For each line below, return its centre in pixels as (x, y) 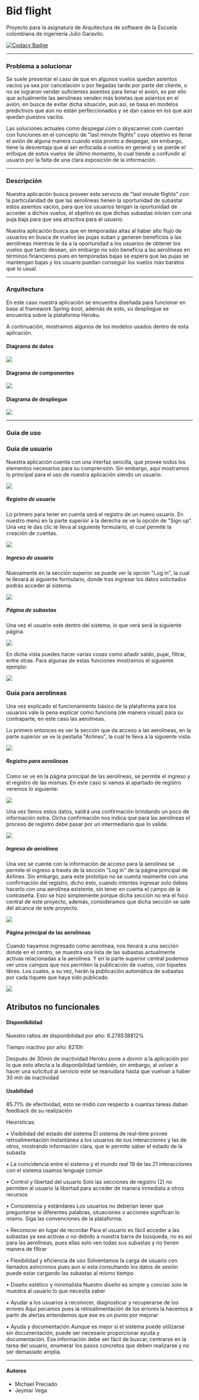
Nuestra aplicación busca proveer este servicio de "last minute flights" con (98, 194)
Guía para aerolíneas (36, 693)
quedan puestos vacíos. (36, 117)
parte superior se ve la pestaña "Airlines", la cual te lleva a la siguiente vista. (99, 736)
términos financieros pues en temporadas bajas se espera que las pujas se (97, 256)
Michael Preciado (36, 1384)
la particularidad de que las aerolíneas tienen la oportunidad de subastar (95, 200)
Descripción (24, 181)
